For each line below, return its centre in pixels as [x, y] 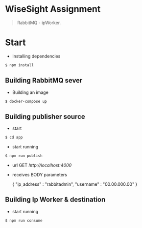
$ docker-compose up [26, 101]
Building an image [30, 92]
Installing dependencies [36, 56]
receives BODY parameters [39, 175]
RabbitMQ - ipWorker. [39, 23]
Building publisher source [45, 116]
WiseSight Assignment [53, 9]
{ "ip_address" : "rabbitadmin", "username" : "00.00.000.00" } [75, 184]
